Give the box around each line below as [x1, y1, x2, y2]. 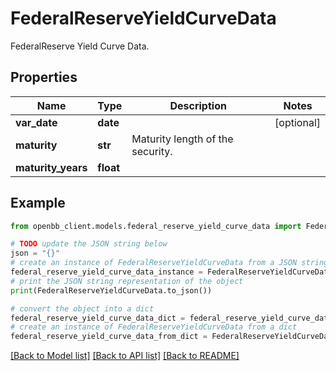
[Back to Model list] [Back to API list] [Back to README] [10, 350, 240, 362]
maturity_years [15, 160, 88, 174]
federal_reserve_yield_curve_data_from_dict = [10, 332, 208, 342]
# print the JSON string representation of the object [10, 276, 244, 286]
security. [131, 144, 173, 158]
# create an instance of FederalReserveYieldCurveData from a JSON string [10, 258, 329, 268]
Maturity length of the [131, 132, 234, 146]
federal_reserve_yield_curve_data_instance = [10, 267, 203, 277]
